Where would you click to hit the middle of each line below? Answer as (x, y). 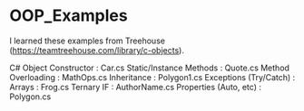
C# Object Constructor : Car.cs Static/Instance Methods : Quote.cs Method (150, 68)
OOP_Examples (69, 16)
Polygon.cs (30, 97)
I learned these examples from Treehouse (88, 41)
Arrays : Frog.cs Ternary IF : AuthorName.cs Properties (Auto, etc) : (135, 87)
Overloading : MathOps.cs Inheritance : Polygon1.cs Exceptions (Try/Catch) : (152, 77)
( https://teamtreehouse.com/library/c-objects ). (97, 50)
